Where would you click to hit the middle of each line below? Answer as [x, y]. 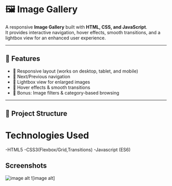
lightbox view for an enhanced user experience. [56, 38]
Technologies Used [47, 136]
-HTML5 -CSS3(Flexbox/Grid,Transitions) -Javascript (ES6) [68, 150]
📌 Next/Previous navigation [41, 76]
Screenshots [26, 166]
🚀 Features [23, 59]
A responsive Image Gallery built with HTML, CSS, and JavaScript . [76, 27]
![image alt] [43, 178]
